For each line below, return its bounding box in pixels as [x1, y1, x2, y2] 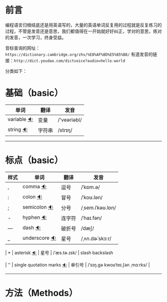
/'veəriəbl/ [58, 117, 82, 124]
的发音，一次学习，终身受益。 [5, 34, 66, 40]
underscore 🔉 [22, 234, 56, 241]
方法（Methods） [5, 288, 78, 299]
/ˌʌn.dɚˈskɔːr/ [81, 235, 112, 242]
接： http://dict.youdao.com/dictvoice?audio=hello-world [5, 57, 125, 63]
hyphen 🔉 [22, 214, 47, 221]
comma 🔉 [22, 183, 47, 190]
